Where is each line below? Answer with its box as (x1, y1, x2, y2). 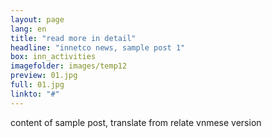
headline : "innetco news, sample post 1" (10, 42, 186, 53)
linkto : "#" (10, 89, 60, 99)
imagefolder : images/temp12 (10, 61, 128, 71)
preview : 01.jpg (10, 71, 78, 81)
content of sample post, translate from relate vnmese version (10, 116, 262, 128)
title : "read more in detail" (10, 33, 137, 43)
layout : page (10, 14, 65, 25)
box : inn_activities (10, 52, 97, 62)
